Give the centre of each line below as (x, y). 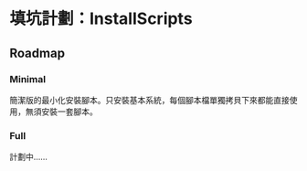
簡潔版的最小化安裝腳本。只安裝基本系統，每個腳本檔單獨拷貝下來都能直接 (149, 100)
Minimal (28, 79)
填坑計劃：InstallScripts (101, 19)
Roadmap (37, 53)
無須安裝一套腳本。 (61, 112)
